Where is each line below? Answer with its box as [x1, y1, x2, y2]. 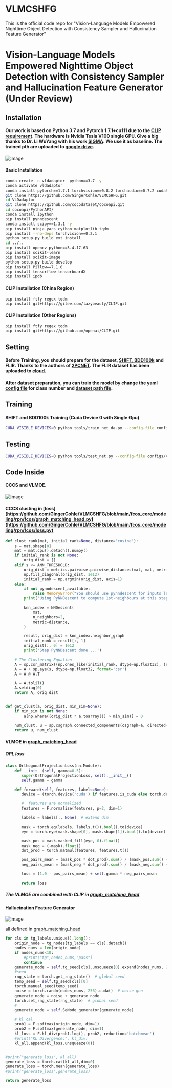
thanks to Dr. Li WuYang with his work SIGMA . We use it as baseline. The [5, 138, 163, 144]
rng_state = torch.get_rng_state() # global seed [14, 974, 125, 979]
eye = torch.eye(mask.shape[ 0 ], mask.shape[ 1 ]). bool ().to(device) [21, 829, 166, 834]
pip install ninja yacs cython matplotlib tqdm [5, 226, 109, 231]
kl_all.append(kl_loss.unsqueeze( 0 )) [14, 1041, 95, 1046]
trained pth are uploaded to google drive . [5, 144, 95, 150]
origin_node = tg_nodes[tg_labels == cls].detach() [14, 941, 127, 946]
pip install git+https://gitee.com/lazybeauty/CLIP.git [5, 301, 127, 306]
